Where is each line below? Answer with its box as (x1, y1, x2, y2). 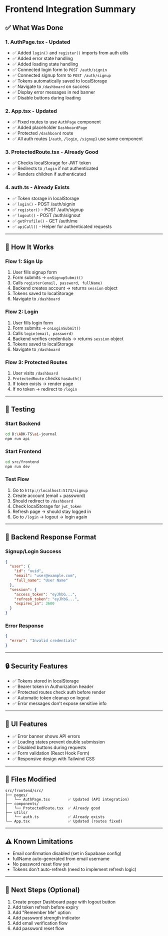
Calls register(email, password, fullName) (12, 280, 102, 286)
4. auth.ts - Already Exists (5, 184, 70, 191)
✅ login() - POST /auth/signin (12, 201, 75, 207)
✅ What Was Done (5, 23, 63, 32)
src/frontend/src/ (5, 788, 43, 793)
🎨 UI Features (5, 720, 47, 728)
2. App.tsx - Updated (5, 107, 57, 114)
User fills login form (12, 319, 53, 325)
